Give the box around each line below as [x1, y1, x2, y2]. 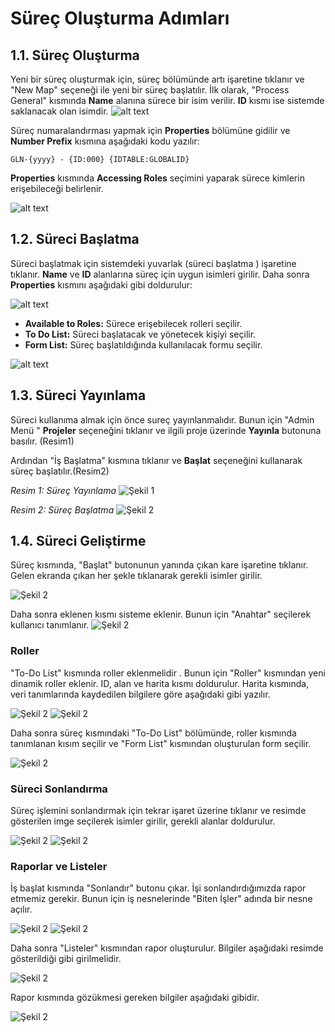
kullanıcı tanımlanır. [10, 619, 90, 631]
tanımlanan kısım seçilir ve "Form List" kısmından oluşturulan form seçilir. [10, 737, 312, 749]
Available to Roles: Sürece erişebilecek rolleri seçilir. [24, 317, 243, 329]
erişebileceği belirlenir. [10, 183, 104, 194]
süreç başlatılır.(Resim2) [10, 465, 110, 477]
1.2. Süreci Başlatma [10, 231, 140, 248]
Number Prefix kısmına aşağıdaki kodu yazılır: [10, 135, 200, 147]
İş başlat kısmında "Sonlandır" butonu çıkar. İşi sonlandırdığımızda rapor [10, 882, 307, 894]
